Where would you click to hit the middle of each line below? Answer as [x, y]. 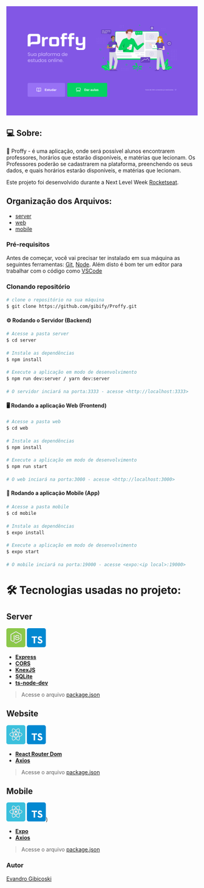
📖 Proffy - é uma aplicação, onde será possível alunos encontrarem [90, 151]
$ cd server [21, 340]
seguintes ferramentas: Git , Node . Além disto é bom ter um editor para [94, 264]
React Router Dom [39, 753]
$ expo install [25, 533]
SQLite [24, 676]
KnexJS [25, 669]
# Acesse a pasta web [34, 422]
